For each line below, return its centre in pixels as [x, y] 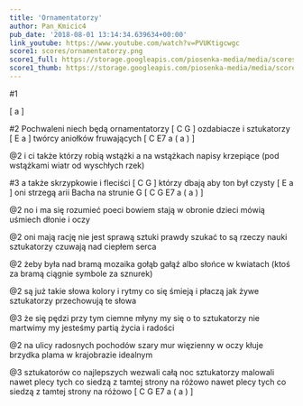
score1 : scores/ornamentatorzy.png [76, 51]
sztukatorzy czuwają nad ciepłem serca [83, 246]
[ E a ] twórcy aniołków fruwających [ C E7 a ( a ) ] [102, 138]
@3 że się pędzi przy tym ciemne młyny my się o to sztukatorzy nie [134, 318]
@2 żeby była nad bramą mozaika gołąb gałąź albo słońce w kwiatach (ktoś [150, 263]
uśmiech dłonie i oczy [50, 219]
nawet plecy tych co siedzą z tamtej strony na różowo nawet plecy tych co [148, 382]
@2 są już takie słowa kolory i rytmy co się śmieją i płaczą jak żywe [134, 291]
